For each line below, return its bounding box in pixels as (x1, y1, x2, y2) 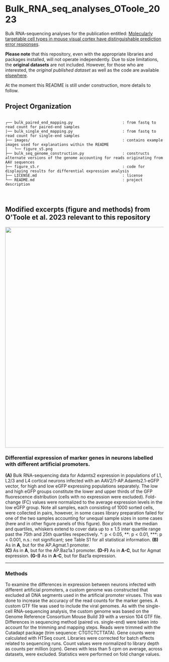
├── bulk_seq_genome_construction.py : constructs (5, 151, 150, 156)
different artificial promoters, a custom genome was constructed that (5, 587, 148, 593)
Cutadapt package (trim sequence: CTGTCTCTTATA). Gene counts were (5, 630, 155, 636)
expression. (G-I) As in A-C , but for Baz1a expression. (5, 553, 117, 559)
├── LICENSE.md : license (5, 173, 143, 178)
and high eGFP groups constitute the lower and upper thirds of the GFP (5, 488, 153, 494)
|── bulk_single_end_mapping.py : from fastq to (5, 129, 156, 134)
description (5, 182, 30, 187)
